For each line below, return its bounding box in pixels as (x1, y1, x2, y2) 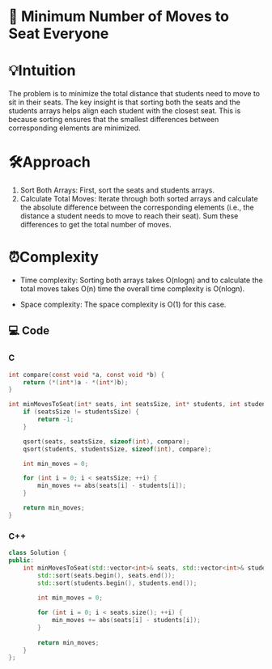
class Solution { (8, 549, 67, 557)
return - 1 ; (37, 416, 74, 424)
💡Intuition (8, 61, 76, 80)
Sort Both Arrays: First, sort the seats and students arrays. (19, 185, 215, 195)
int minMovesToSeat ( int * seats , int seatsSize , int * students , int (8, 400, 241, 409)
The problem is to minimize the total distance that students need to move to (8, 89, 261, 99)
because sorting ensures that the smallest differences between (8, 115, 219, 125)
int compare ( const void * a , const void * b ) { (8, 370, 165, 379)
